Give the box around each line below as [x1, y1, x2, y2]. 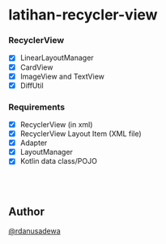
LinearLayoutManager [19, 53, 95, 62]
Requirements [8, 101, 66, 113]
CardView [19, 62, 53, 72]
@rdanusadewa [8, 226, 61, 236]
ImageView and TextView [19, 71, 105, 81]
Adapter [19, 138, 48, 148]
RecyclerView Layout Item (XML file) [19, 129, 142, 139]
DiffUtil [19, 80, 44, 90]
